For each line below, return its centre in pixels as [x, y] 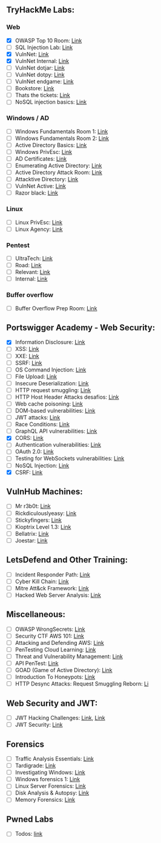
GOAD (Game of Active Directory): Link [64, 670]
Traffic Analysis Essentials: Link [54, 759]
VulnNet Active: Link [41, 186]
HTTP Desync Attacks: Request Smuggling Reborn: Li [82, 684]
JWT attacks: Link [38, 418]
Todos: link [29, 834]
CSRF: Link [29, 472]
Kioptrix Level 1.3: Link [43, 527]
